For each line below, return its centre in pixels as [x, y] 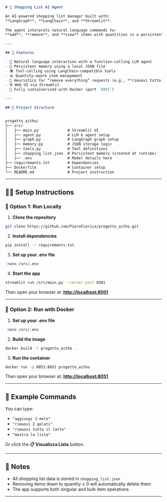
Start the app [26, 273]
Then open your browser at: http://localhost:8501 [57, 292]
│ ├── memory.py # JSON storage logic [59, 144]
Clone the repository [34, 218]
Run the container [31, 358]
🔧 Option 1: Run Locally [33, 206]
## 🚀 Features [20, 53]
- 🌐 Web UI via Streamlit [32, 85]
